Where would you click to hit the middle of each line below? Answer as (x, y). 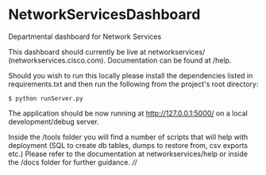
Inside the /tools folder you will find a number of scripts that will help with (128, 137)
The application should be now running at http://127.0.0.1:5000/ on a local (128, 113)
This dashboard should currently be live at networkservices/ (107, 51)
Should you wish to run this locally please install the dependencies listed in (131, 75)
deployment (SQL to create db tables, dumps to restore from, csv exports (128, 145)
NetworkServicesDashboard (104, 15)
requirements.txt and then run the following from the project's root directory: (133, 84)
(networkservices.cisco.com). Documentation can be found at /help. (120, 60)
